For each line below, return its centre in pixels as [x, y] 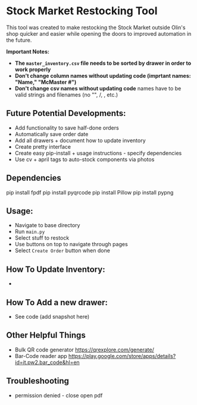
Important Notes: [28, 51]
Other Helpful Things [46, 335]
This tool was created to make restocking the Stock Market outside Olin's [96, 27]
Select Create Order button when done [62, 250]
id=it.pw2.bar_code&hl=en [47, 362]
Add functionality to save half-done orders [67, 128]
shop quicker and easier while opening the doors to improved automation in [99, 33]
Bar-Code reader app [41, 356]
